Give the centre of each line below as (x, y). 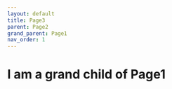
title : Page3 (26, 20)
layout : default (31, 14)
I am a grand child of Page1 (87, 75)
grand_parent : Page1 (38, 33)
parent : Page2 (28, 27)
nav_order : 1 (26, 40)
